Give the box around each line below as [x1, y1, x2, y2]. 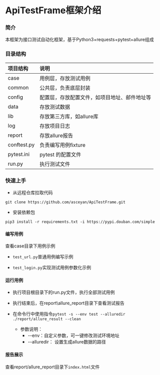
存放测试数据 [39, 103, 70, 110]
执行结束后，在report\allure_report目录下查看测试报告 [12, 300, 125, 306]
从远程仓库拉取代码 [12, 190, 53, 196]
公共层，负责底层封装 [39, 84, 91, 91]
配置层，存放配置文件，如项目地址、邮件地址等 [39, 93, 151, 101]
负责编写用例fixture [39, 141, 86, 148]
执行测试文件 [39, 161, 70, 168]
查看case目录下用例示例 [5, 243, 56, 249]
